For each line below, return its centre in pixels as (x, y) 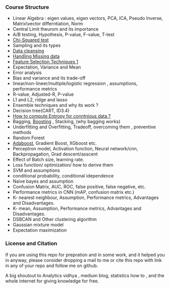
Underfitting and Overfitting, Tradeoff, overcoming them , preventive (84, 127)
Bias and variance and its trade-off (49, 78)
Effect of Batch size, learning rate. (48, 160)
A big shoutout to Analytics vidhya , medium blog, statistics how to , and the (85, 275)
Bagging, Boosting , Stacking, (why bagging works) (66, 122)
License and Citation (31, 243)
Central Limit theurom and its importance (55, 29)
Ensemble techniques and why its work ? (55, 105)
